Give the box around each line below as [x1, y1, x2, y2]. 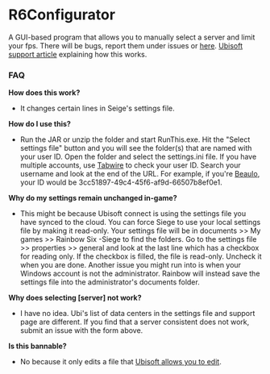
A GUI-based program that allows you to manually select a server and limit [8, 32, 255, 42]
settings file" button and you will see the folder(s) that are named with [19, 143, 252, 153]
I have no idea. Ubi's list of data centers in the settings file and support [19, 309, 255, 318]
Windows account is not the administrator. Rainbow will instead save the [19, 268, 260, 279]
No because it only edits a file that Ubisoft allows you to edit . [19, 357, 222, 367]
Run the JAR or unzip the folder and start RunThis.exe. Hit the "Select [19, 135, 251, 144]
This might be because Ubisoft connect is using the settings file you [19, 209, 247, 218]
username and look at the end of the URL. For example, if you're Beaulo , [19, 169, 260, 179]
